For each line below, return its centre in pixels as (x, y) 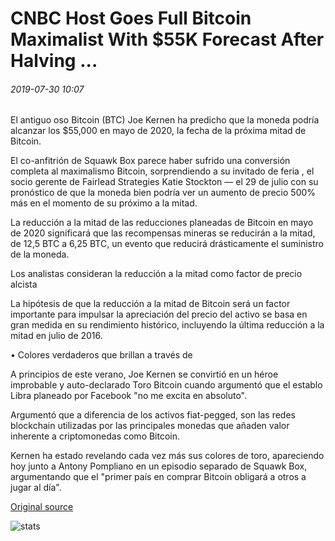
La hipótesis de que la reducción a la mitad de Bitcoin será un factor (150, 304)
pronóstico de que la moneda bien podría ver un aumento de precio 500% (163, 193)
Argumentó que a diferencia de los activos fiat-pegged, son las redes (153, 415)
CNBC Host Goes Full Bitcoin (131, 18)
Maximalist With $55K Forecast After (167, 39)
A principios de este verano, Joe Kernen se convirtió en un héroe (144, 374)
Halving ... (54, 61)
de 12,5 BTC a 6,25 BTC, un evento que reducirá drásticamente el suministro (167, 244)
